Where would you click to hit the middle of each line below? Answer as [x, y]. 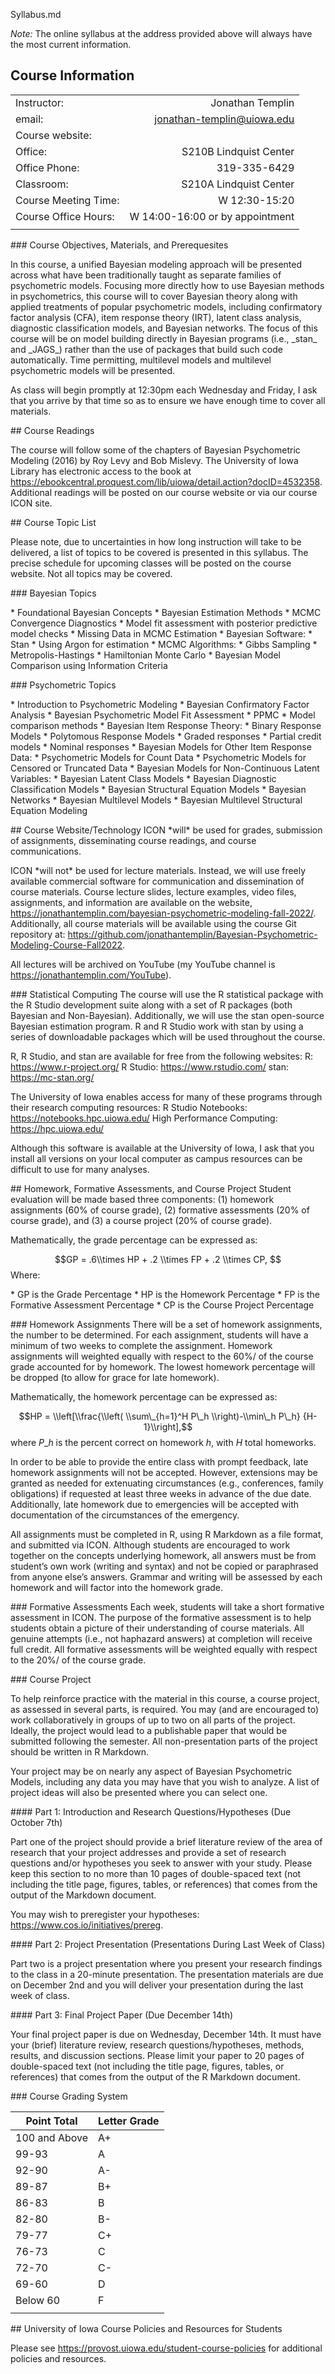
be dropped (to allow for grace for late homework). [115, 1377]
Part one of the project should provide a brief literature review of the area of [166, 1841]
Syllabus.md [36, 14]
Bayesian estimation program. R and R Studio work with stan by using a [157, 1026]
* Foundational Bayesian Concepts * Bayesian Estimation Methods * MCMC [166, 612]
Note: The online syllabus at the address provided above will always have [161, 33]
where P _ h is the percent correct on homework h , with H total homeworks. [163, 1442]
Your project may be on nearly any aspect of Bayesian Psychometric [151, 1771]
